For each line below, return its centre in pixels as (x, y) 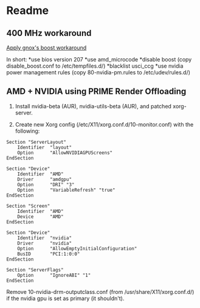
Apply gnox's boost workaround (47, 47)
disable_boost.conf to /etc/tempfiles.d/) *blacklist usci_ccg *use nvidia (95, 66)
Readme (28, 11)
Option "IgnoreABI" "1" (54, 275)
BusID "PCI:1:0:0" (49, 254)
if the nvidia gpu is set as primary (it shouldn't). (65, 298)
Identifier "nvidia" (44, 238)
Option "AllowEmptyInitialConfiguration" (77, 248)
